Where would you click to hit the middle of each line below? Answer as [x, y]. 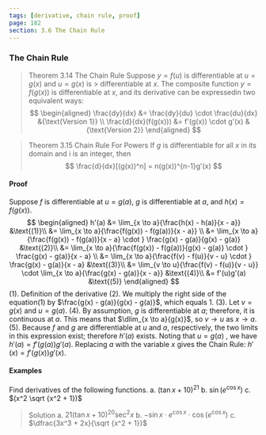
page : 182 [25, 23]
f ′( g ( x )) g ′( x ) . [47, 353]
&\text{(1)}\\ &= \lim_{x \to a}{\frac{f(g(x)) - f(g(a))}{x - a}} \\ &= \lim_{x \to [129, 231]
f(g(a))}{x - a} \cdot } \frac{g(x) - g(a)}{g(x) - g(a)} [158, 239]
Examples [26, 371]
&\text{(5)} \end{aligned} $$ [134, 281]
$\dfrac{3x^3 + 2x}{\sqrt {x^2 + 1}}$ [87, 423]
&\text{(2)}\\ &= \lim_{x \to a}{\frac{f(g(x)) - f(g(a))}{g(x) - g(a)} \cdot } [134, 247]
